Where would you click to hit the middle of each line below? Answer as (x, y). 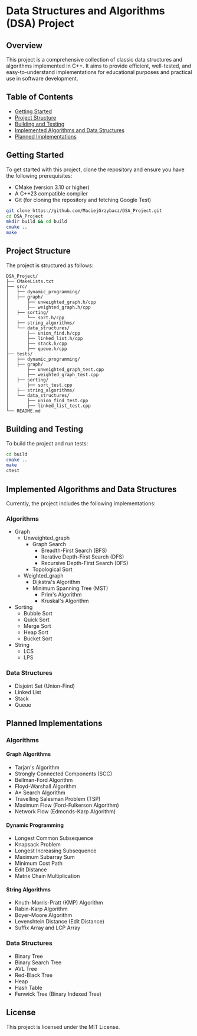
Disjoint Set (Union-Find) (45, 686)
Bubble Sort (38, 614)
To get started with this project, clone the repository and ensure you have (95, 169)
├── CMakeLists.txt (30, 281)
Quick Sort (37, 620)
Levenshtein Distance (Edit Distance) (60, 922)
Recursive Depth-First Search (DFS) (85, 563)
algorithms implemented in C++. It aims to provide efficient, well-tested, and (99, 66)
